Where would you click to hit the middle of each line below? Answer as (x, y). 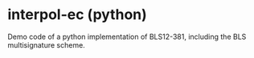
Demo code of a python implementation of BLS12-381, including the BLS (127, 37)
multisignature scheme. (46, 44)
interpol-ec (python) (78, 15)
